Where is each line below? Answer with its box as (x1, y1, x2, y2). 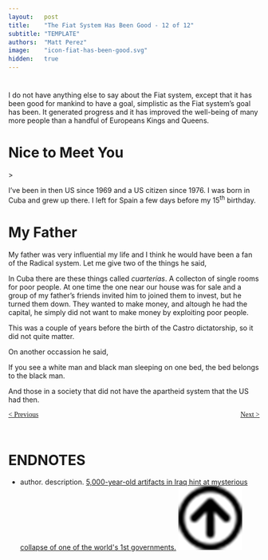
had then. (8, 395, 40, 404)
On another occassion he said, (8, 347, 109, 357)
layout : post (8, 13, 59, 21)
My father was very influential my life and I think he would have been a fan (8, 250, 253, 259)
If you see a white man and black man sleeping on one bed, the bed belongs (8, 362, 259, 372)
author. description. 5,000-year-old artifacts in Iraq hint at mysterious (19, 477, 248, 487)
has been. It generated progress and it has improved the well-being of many (8, 108, 258, 117)
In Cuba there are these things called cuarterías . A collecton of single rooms (8, 274, 259, 283)
